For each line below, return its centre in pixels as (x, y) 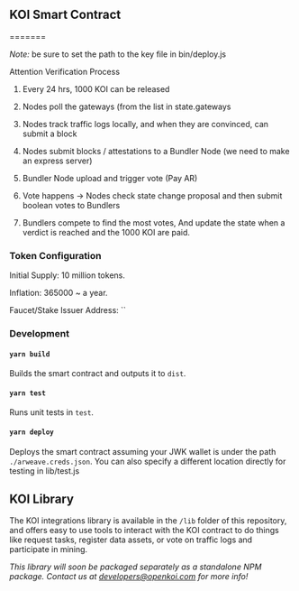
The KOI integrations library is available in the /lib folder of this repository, (148, 521)
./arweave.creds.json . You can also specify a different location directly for (148, 461)
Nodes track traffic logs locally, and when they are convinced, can (145, 124)
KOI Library (42, 499)
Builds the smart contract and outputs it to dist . (98, 374)
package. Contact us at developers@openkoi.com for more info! (129, 577)
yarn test (28, 393)
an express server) (57, 161)
